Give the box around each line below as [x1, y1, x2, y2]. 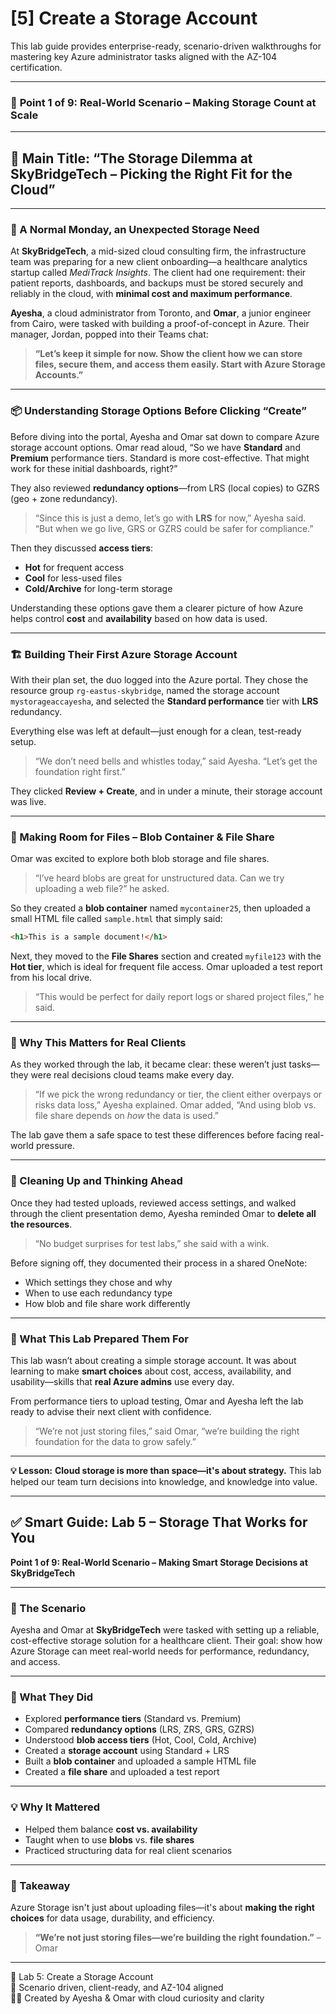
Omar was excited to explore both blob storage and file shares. [10, 853, 270, 865]
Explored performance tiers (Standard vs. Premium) [24, 1713, 242, 1725]
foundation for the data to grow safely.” [34, 1436, 197, 1447]
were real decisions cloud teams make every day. [30, 1069, 235, 1081]
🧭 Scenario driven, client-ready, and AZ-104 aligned [10, 1982, 224, 1993]
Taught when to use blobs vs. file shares [24, 1833, 195, 1846]
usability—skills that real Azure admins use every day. [10, 1376, 235, 1387]
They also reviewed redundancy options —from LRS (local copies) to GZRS [10, 482, 320, 494]
